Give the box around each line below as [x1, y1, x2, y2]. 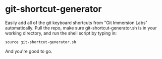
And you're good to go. [5, 48, 53, 54]
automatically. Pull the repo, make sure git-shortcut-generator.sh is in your [5, 25, 157, 30]
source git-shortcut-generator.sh [5, 39, 77, 45]
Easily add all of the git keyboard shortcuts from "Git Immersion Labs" [5, 20, 148, 26]
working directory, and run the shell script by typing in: [5, 30, 117, 36]
